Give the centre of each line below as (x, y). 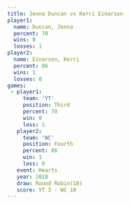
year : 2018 (32, 177)
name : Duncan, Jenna (43, 27)
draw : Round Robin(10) (49, 183)
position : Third (46, 105)
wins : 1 (25, 72)
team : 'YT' (38, 99)
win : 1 (32, 157)
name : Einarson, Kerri (46, 60)
